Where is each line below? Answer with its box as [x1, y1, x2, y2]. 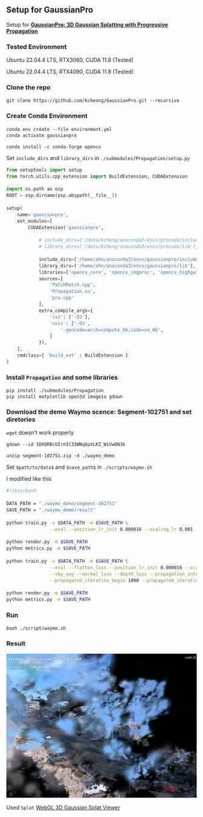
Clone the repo [6, 83, 51, 92]
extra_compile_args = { [38, 308, 94, 314]
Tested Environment [6, 42, 67, 51]
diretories [6, 415, 36, 424]
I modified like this [6, 476, 52, 483]
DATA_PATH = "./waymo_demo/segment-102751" [6, 500, 118, 507]
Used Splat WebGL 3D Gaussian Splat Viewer [6, 804, 120, 811]
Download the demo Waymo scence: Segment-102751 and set [6, 408, 192, 416]
